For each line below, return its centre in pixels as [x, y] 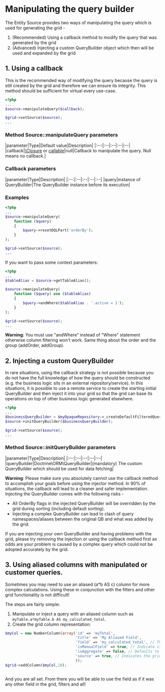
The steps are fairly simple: [33, 604]
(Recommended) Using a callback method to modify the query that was [84, 37]
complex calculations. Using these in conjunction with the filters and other [80, 589]
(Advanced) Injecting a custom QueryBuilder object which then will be [83, 48]
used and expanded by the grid [44, 53]
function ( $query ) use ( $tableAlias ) [53, 294]
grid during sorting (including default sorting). [58, 508]
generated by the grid [34, 42]
